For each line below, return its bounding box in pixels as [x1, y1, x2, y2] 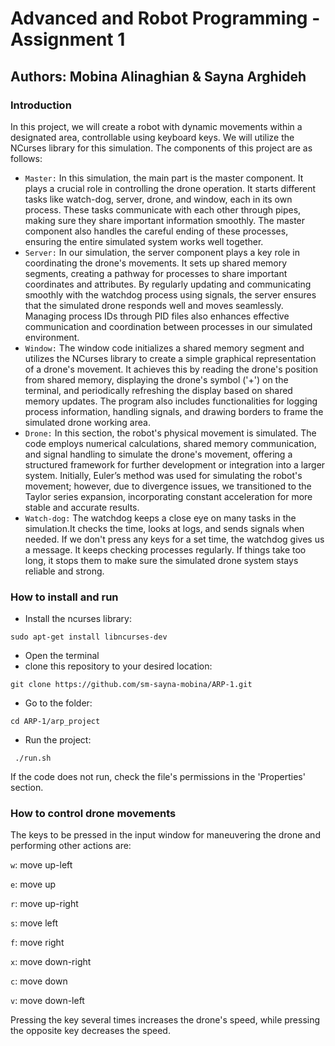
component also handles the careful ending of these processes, [24, 225, 289, 237]
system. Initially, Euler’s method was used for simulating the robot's [24, 469, 303, 481]
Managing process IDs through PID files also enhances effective [24, 310, 290, 322]
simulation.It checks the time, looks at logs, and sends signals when [24, 522, 305, 534]
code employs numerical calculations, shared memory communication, [24, 437, 317, 449]
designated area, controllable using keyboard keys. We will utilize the [10, 131, 295, 143]
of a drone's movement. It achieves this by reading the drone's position [24, 363, 318, 375]
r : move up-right [10, 898, 79, 910]
